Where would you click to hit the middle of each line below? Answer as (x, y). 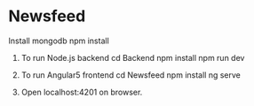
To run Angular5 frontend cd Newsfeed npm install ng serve (131, 75)
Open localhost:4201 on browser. (82, 92)
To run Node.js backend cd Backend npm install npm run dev (133, 57)
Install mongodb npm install (59, 41)
